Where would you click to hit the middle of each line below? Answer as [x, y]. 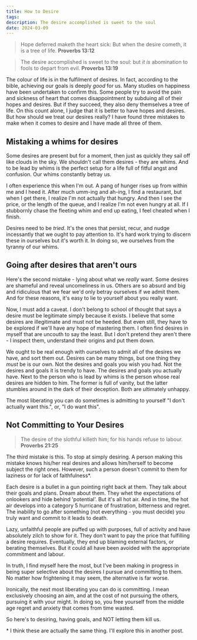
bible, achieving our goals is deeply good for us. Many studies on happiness [98, 86]
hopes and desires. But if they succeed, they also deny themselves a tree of [98, 105]
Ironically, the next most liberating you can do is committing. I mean [88, 589]
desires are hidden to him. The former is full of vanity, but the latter [87, 383]
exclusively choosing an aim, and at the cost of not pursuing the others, [92, 595]
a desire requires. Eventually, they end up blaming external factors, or [90, 542]
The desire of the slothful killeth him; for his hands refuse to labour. [101, 439]
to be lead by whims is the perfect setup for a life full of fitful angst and [92, 168]
